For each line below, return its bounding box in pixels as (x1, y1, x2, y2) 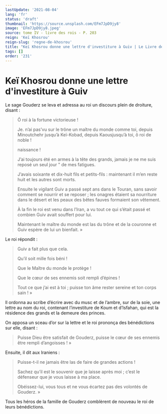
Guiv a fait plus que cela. (17, 246, 69, 252)
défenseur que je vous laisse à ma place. (17, 374, 101, 380)
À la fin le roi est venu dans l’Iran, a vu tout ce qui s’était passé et (17, 207, 151, 212)
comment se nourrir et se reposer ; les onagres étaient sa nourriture (17, 192, 157, 198)
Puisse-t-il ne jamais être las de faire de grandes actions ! (17, 359, 136, 365)
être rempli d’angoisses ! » (17, 340, 72, 346)
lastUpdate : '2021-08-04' (5, 7, 59, 12)
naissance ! (17, 147, 41, 153)
